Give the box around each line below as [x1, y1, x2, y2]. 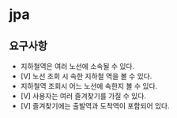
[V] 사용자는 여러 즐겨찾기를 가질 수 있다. [20, 91, 147, 101]
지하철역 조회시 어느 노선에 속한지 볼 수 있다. [20, 82, 158, 90]
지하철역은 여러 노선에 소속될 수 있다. [20, 62, 135, 70]
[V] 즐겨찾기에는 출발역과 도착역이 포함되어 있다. [20, 101, 170, 110]
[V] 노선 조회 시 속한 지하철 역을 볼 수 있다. [20, 71, 153, 81]
